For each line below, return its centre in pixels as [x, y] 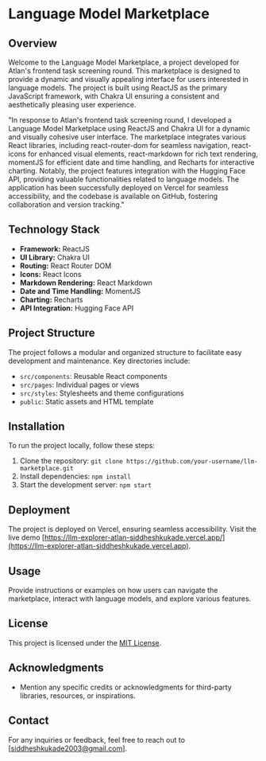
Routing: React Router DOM [66, 265]
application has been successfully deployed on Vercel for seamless [118, 187]
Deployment [39, 510]
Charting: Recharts [51, 299]
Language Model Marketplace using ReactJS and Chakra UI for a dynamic [129, 129]
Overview [33, 43]
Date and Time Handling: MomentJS [80, 291]
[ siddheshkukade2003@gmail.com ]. [68, 748]
